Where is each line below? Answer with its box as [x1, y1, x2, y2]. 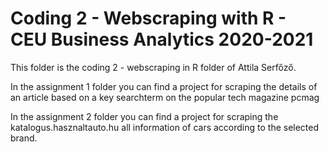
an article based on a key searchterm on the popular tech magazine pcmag [10, 91, 320, 103]
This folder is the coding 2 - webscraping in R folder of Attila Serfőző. [10, 61, 297, 73]
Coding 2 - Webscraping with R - [10, 7, 287, 30]
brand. [10, 132, 38, 144]
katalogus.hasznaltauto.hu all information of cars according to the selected [10, 121, 320, 133]
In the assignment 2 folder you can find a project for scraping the [10, 110, 279, 122]
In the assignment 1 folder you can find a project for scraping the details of [10, 80, 318, 92]
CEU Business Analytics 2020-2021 [10, 28, 314, 51]
